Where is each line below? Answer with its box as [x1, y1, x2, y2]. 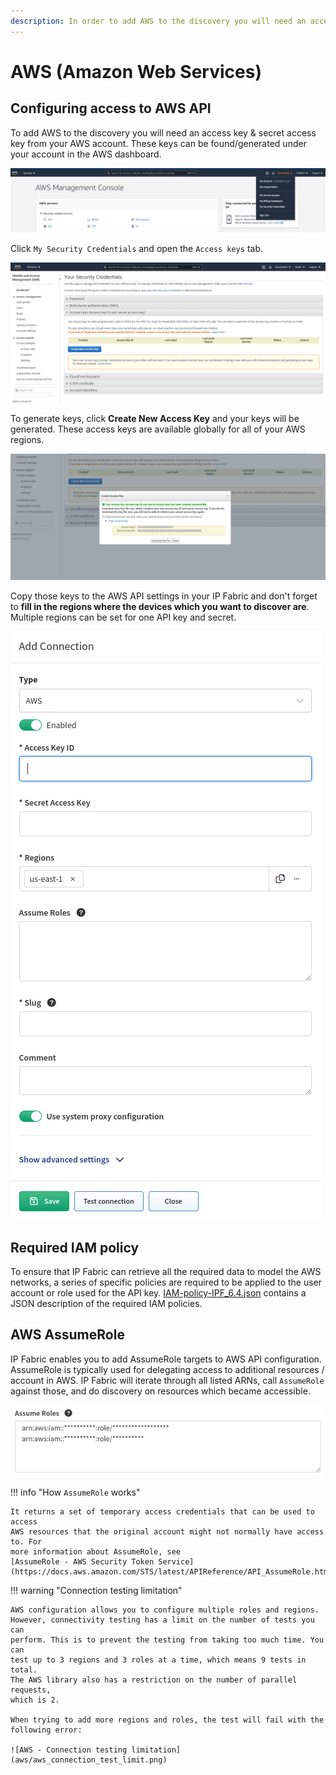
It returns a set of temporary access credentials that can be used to [10, 1506, 315, 1517]
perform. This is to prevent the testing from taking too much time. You [10, 1635, 325, 1645]
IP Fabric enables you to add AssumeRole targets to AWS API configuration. [10, 1353, 322, 1365]
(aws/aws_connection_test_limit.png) [10, 1755, 168, 1765]
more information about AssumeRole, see [10, 1546, 182, 1557]
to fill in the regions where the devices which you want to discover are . [10, 601, 310, 613]
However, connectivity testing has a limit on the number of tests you [10, 1615, 315, 1625]
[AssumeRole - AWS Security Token [10, 1556, 155, 1567]
